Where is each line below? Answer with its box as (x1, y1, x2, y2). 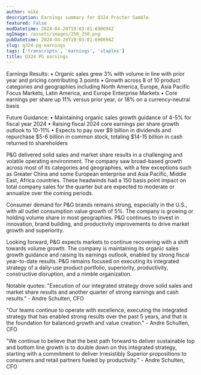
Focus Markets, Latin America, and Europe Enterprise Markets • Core (6, 89, 178, 96)
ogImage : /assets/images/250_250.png (6, 31, 101, 37)
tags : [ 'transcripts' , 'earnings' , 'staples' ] (6, 48, 125, 54)
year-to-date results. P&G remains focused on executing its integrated (6, 257, 179, 265)
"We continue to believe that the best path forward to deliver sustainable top (6, 337, 195, 344)
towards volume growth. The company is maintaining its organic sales (6, 244, 179, 252)
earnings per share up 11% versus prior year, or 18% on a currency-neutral (6, 96, 190, 103)
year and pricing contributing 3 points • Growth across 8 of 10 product (6, 76, 181, 84)
